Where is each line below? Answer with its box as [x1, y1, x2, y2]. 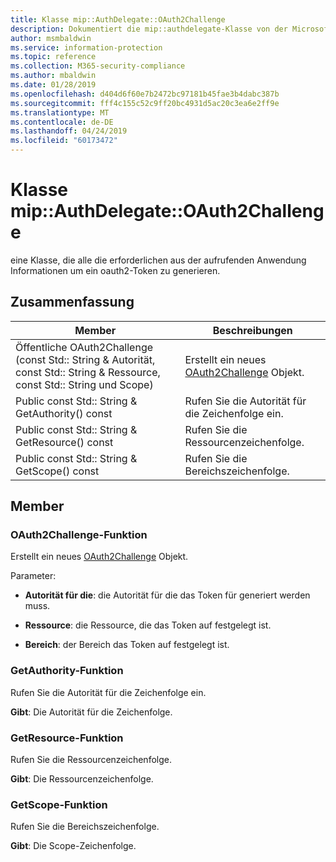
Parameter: [10, 570, 57, 582]
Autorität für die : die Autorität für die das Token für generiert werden [24, 589, 311, 601]
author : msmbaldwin [10, 33, 92, 43]
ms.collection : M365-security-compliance [10, 61, 186, 71]
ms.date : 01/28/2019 [10, 80, 97, 90]
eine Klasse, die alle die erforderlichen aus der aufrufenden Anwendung [10, 254, 307, 266]
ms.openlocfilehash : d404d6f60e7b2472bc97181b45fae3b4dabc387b [10, 89, 280, 99]
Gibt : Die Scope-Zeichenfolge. [10, 840, 137, 852]
